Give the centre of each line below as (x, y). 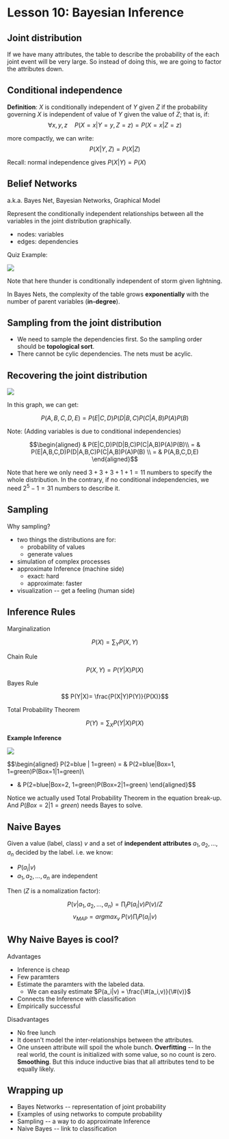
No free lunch (36, 1032)
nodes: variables (40, 234)
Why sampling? (29, 526)
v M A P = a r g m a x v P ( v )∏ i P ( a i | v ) (115, 917)
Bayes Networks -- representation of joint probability (91, 1107)
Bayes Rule (23, 683)
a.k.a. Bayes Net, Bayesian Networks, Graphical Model (84, 200)
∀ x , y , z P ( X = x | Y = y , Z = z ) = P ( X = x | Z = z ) (115, 125)
